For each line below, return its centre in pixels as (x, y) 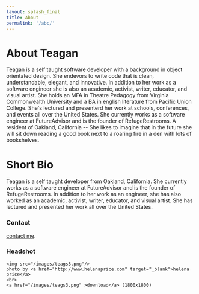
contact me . (21, 235)
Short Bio (30, 165)
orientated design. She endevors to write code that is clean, (80, 76)
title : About (23, 18)
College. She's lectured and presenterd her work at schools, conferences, (98, 108)
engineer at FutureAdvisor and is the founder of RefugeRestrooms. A (91, 121)
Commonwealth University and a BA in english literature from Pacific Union (99, 102)
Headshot (21, 251)
